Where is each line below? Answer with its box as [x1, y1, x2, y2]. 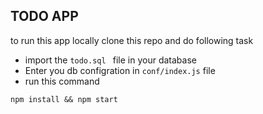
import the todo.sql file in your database [24, 54, 197, 66]
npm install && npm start [10, 94, 118, 104]
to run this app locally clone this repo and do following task [10, 34, 254, 46]
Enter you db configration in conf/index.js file [24, 64, 216, 76]
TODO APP [10, 8, 79, 25]
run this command [24, 75, 100, 87]
